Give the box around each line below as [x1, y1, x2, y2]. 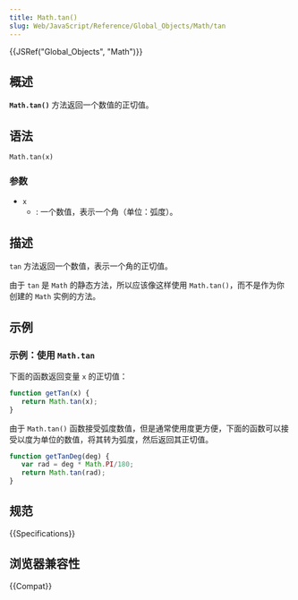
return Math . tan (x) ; [21, 397, 98, 406]
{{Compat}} [9, 580, 52, 591]
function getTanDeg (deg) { [9, 451, 110, 461]
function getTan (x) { [9, 389, 90, 398]
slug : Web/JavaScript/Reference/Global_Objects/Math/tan [9, 21, 226, 30]
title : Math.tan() [9, 13, 78, 22]
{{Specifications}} [9, 527, 76, 538]
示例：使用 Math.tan [9, 348, 96, 361]
